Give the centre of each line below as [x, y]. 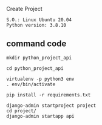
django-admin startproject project [51, 106]
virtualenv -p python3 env [40, 79]
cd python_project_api [35, 68]
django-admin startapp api [40, 116]
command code [36, 44]
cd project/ [21, 111]
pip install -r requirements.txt [49, 95]
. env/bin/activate [31, 84]
